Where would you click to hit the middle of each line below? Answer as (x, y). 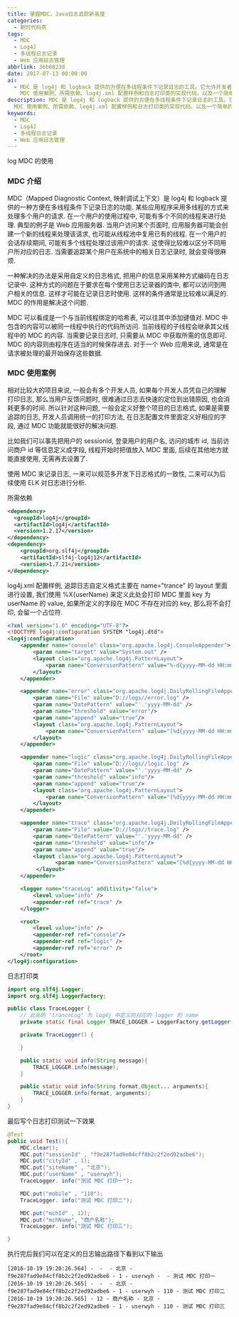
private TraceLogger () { (57, 1035)
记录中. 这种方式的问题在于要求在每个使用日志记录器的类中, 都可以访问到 (114, 284)
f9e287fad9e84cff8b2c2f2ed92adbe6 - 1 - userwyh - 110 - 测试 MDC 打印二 (116, 1291)
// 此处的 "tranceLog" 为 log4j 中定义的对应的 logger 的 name (110, 1016)
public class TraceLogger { (49, 1009)
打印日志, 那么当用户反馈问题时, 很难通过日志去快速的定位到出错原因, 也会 (116, 399)
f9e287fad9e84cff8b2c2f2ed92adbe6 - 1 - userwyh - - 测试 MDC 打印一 (111, 1276)
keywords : (22, 113)
